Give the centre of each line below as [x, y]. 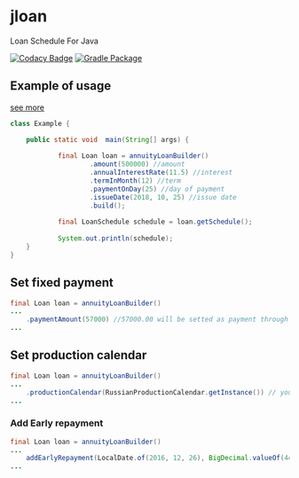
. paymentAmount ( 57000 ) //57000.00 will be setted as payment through [157, 320]
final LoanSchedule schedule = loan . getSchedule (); [155, 222]
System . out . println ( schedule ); [115, 239]
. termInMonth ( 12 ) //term [135, 181]
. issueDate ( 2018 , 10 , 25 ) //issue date [163, 197]
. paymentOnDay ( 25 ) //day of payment [157, 189]
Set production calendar [79, 355]
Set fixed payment [62, 282]
